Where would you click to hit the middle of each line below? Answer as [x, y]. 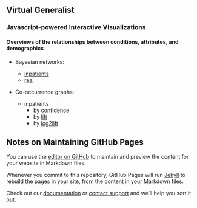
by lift [40, 116]
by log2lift [46, 123]
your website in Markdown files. [46, 163]
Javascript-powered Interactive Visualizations [76, 27]
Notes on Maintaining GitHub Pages [75, 142]
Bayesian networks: [40, 62]
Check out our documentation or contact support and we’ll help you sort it [99, 193]
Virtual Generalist [40, 10]
